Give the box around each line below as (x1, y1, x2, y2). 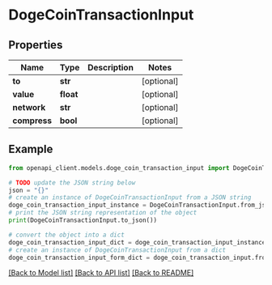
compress (12, 115, 53, 126)
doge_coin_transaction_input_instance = (8, 201, 147, 210)
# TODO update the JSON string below (8, 178, 136, 187)
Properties (8, 38, 63, 52)
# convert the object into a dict (8, 231, 125, 239)
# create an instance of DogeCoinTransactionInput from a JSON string (8, 194, 252, 202)
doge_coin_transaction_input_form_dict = (8, 253, 151, 262)
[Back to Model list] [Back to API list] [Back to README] (8, 268, 194, 278)
